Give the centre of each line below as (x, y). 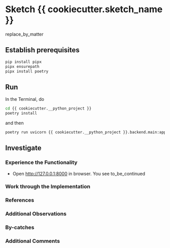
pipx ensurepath (22, 66)
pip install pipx (24, 62)
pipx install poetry (27, 71)
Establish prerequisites (42, 50)
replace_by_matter (25, 34)
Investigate (23, 148)
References (20, 200)
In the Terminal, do (25, 99)
